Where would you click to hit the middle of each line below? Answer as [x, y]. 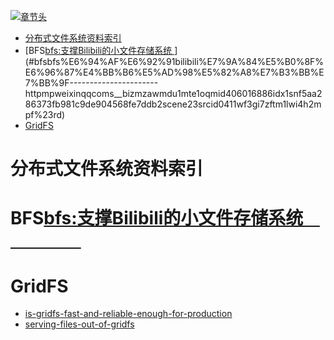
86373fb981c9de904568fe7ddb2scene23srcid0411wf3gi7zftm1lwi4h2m [173, 104]
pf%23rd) [45, 114]
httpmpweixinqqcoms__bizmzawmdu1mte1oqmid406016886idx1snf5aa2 [173, 93]
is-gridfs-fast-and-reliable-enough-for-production [128, 314]
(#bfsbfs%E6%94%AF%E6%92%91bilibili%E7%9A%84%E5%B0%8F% [174, 61]
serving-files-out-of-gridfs [79, 324]
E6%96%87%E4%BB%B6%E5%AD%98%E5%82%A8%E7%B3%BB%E [174, 72]
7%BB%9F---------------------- [91, 83]
